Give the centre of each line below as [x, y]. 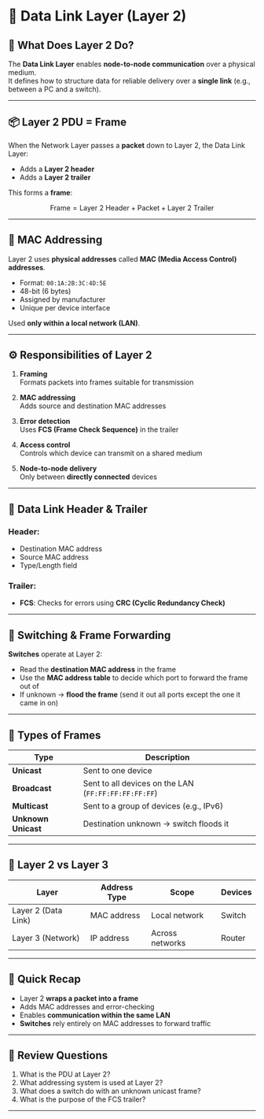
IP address [110, 938]
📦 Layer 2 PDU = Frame [68, 123]
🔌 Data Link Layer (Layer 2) [97, 16]
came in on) [39, 703]
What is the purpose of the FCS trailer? [82, 1099]
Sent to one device [117, 771]
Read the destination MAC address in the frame [98, 670]
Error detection [45, 422]
